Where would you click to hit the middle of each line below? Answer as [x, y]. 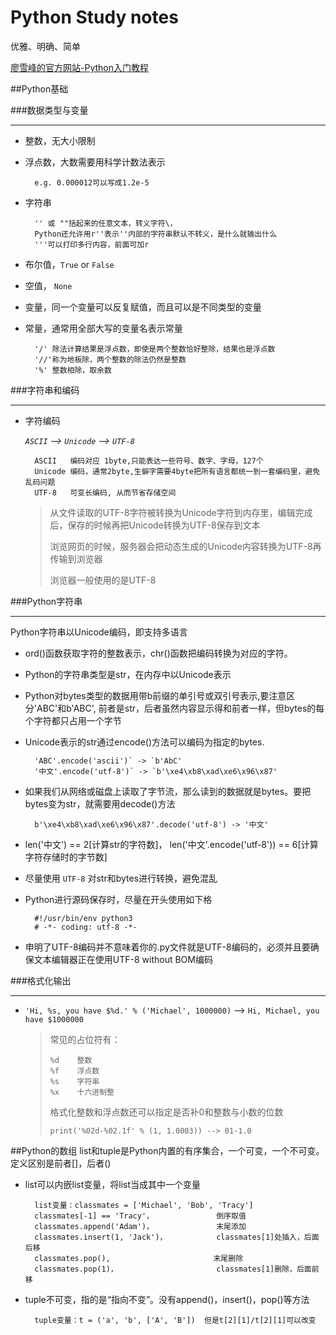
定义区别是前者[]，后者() [61, 1163]
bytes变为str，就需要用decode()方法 [100, 803]
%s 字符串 [74, 1081]
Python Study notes [94, 17]
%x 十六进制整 [82, 1092]
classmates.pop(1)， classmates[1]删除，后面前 [177, 1269]
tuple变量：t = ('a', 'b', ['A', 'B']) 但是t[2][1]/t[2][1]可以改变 [175, 1320]
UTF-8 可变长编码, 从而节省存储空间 [105, 492]
